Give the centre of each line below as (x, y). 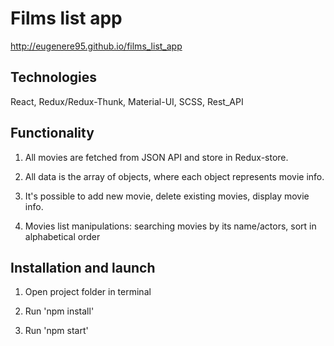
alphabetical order (62, 236)
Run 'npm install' (59, 311)
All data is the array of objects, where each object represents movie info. (174, 176)
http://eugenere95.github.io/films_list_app (96, 46)
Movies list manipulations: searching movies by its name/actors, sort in (170, 226)
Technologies (54, 77)
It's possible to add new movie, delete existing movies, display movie (167, 196)
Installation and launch (83, 267)
